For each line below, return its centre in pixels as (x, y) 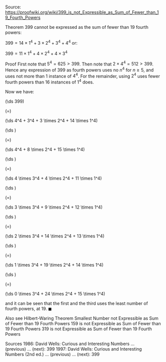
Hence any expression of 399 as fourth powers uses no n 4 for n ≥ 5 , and (80, 70)
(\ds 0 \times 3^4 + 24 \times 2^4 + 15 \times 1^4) (55, 294)
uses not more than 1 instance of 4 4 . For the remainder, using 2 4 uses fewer (83, 75)
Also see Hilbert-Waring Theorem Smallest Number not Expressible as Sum (82, 318)
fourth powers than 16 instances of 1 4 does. (50, 82)
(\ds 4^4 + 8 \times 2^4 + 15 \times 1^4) (45, 149)
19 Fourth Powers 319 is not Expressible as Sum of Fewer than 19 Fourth (79, 329)
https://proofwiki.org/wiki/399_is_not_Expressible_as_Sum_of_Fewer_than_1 (82, 12)
